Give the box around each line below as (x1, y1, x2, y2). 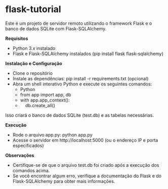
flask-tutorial (5, 4, 62, 15)
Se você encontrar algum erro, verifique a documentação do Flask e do (12, 173, 162, 179)
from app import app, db (20, 91, 72, 98)
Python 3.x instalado (12, 45, 56, 51)
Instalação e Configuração (5, 60, 62, 66)
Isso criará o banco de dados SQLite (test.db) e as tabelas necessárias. (5, 112, 154, 118)
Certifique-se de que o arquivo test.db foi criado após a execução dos (12, 162, 159, 168)
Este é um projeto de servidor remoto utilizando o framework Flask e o (5, 20, 152, 26)
